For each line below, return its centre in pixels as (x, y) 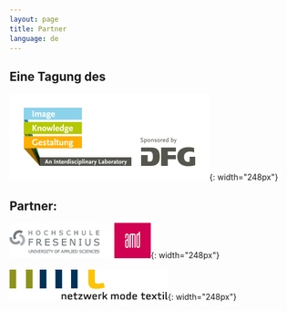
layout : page (34, 19)
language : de (34, 38)
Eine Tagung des (58, 76)
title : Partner (38, 29)
